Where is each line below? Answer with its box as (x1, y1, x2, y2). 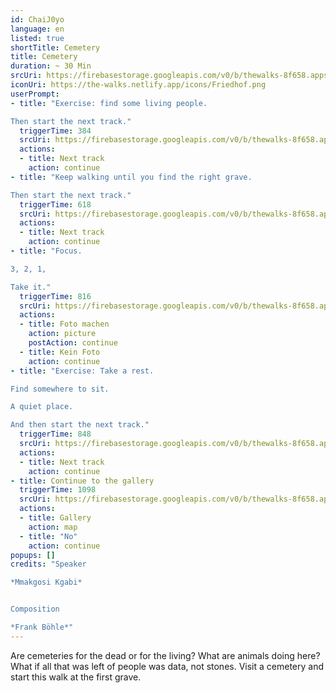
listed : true (10, 33, 65, 43)
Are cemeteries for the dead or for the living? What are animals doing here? (10, 649, 321, 661)
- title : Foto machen (19, 319, 110, 330)
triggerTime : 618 (19, 199, 92, 210)
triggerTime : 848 (19, 429, 92, 440)
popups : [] (10, 550, 56, 560)
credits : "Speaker (10, 559, 87, 570)
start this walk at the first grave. (10, 671, 142, 683)
